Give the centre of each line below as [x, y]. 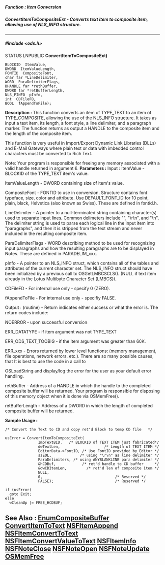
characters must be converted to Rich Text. [49, 154]
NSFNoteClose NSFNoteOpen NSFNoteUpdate [77, 548]
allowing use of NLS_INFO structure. [43, 24]
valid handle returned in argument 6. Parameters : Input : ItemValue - [75, 168]
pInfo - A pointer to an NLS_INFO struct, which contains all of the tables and [82, 263]
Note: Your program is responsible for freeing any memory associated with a [82, 163]
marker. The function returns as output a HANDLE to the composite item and [82, 129]
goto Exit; [21, 494]
